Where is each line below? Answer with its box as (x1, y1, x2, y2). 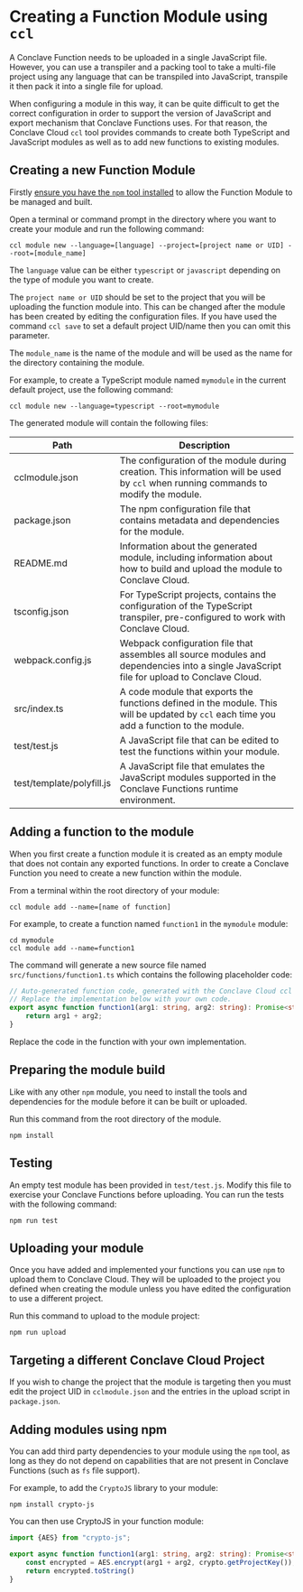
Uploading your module (9, 1240, 144, 1255)
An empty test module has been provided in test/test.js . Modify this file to (9, 1180, 291, 1190)
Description (179, 439, 231, 451)
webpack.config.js (14, 653, 92, 666)
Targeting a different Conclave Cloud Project (9, 1352, 265, 1368)
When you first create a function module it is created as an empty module (9, 848, 283, 859)
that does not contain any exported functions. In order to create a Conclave (9, 857, 289, 868)
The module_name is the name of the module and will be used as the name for (9, 347, 293, 358)
